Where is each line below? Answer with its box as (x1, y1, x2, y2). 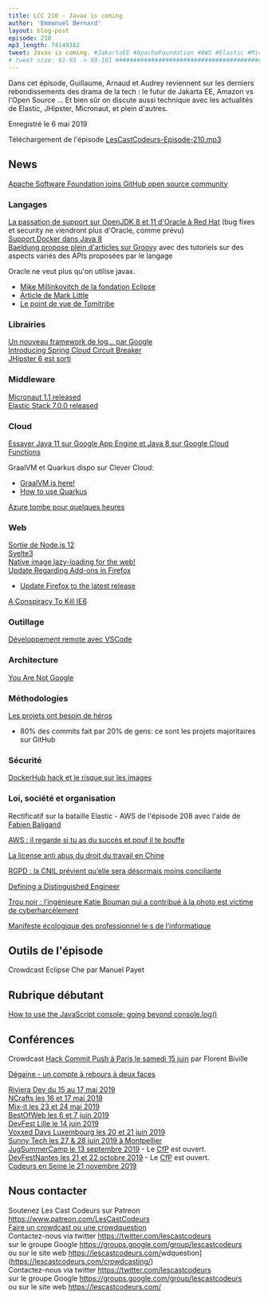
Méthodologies (8, 693, 69, 704)
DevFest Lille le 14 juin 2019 (8, 1119, 100, 1129)
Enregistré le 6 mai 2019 (8, 119, 88, 129)
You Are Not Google (8, 673, 74, 682)
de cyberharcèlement (8, 905, 79, 915)
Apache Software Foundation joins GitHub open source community (8, 179, 229, 189)
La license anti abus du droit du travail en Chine (8, 850, 165, 860)
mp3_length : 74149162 (8, 42, 81, 50)
